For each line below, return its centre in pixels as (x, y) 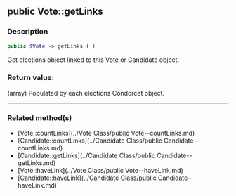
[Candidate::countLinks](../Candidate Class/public (90, 141)
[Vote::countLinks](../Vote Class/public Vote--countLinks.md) (106, 133)
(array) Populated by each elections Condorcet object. (86, 93)
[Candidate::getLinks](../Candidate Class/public (86, 156)
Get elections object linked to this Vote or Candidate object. (93, 60)
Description (28, 32)
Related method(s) (40, 117)
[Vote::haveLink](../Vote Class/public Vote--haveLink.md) (100, 171)
